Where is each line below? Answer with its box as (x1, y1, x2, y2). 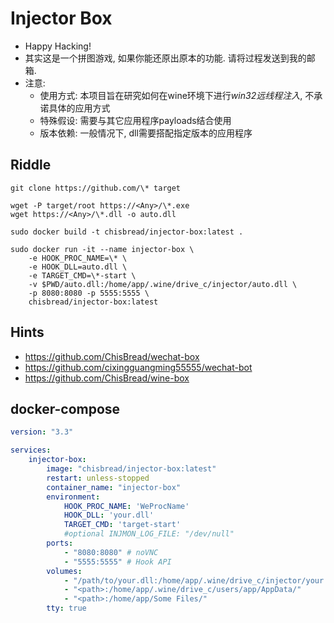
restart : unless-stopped (46, 473, 150, 483)
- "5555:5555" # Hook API (63, 557, 172, 567)
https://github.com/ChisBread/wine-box (24, 372, 190, 384)
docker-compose (10, 400, 121, 417)
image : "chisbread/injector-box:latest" (46, 464, 217, 474)
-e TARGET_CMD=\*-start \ (28, 270, 137, 281)
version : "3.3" (10, 427, 74, 437)
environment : (46, 492, 101, 502)
